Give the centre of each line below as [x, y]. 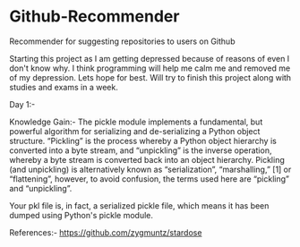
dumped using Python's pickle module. [81, 215]
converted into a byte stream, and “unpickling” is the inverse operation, [141, 150]
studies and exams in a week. [64, 87]
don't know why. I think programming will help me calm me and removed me [150, 68]
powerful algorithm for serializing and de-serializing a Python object [135, 131]
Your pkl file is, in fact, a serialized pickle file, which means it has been [139, 205]
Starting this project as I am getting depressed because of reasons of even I [150, 58]
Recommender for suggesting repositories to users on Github [122, 41]
